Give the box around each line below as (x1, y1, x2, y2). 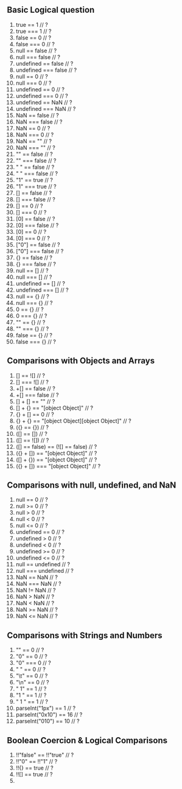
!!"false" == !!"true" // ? (15, 751, 74, 759)
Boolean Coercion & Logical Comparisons (7, 735, 168, 745)
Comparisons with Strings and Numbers (7, 630, 163, 640)
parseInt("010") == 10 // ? (15, 718, 80, 725)
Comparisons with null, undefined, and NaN (7, 480, 177, 491)
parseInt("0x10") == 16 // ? (15, 711, 83, 718)
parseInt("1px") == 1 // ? (15, 704, 75, 712)
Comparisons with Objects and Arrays (7, 356, 155, 366)
